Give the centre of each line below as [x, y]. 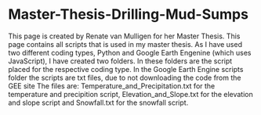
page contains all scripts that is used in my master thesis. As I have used [125, 44]
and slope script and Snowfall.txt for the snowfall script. [98, 102]
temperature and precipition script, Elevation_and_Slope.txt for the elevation [130, 94]
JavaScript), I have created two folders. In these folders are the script [120, 61]
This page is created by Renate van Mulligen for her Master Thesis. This [124, 36]
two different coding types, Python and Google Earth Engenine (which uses [130, 52]
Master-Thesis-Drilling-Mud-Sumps [129, 14]
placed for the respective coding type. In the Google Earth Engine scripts [126, 69]
